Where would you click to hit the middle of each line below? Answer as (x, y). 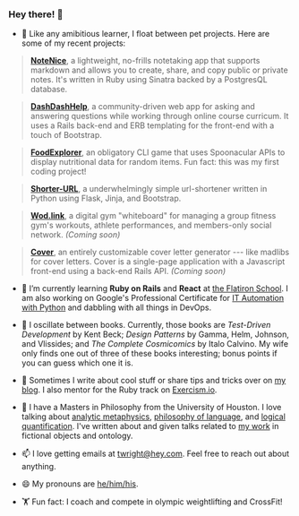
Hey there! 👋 (36, 14)
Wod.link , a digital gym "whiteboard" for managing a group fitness (153, 216)
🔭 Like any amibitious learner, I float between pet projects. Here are (145, 34)
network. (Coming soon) (75, 235)
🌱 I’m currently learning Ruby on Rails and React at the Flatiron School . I (154, 288)
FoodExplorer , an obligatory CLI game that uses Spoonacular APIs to (158, 152)
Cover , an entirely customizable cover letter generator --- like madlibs (160, 252)
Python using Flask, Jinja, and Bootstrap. (106, 198)
